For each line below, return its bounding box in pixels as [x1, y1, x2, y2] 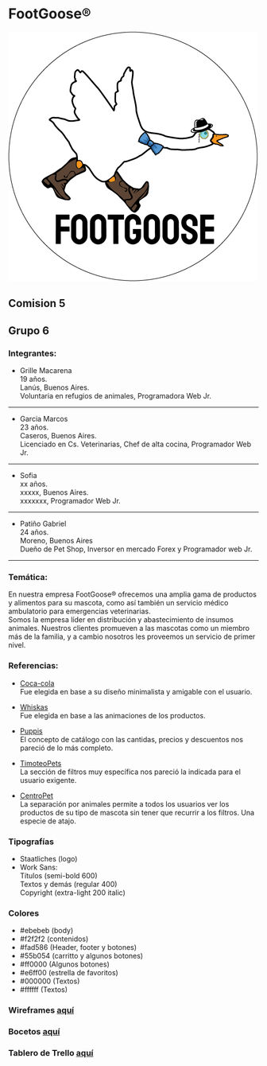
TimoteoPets [19, 758, 62, 768]
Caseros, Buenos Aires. [19, 431, 97, 441]
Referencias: [8, 660, 59, 671]
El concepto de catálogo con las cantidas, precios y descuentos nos [19, 734, 244, 744]
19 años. [19, 375, 48, 384]
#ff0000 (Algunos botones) [19, 959, 110, 969]
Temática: [8, 571, 48, 582]
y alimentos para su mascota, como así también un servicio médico [8, 598, 229, 608]
